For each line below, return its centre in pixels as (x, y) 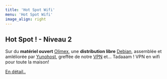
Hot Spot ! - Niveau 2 (39, 39)
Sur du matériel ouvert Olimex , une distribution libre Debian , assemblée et (83, 51)
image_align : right (26, 19)
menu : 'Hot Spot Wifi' (29, 14)
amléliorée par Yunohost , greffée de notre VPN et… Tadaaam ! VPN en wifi (82, 57)
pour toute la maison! (27, 62)
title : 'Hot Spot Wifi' (30, 10)
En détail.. (16, 72)
